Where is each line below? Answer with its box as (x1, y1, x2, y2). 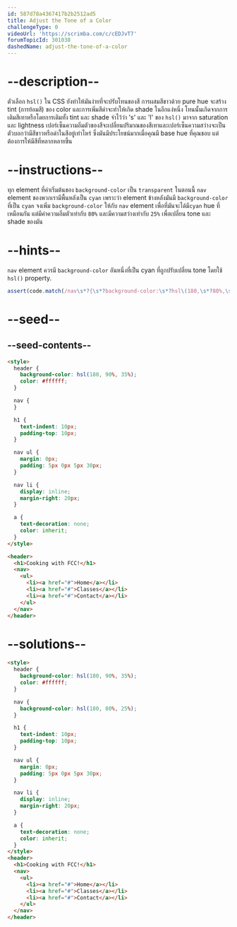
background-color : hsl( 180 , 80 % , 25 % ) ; (20, 705, 138, 712)
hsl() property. (7, 274, 52, 282)
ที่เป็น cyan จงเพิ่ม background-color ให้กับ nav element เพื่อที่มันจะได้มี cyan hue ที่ (7, 201, 220, 209)
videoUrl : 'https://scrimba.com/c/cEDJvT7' (7, 30, 138, 37)
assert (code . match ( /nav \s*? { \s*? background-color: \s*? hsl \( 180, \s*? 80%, (7, 287, 226, 294)
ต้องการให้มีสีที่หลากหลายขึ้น (7, 136, 73, 145)
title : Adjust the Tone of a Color (7, 17, 112, 24)
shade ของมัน (7, 217, 43, 226)
